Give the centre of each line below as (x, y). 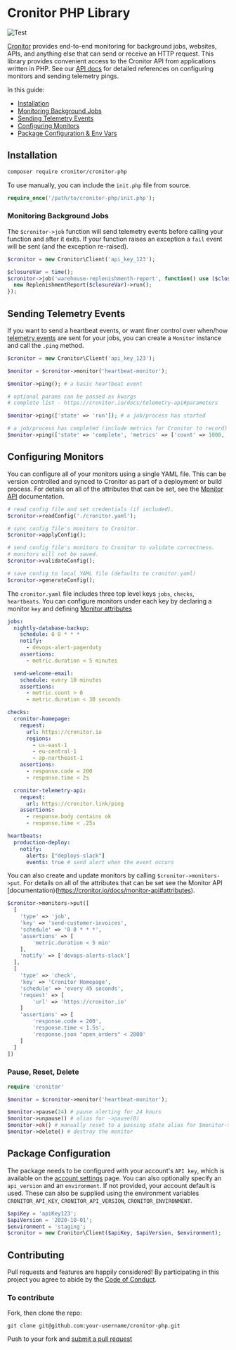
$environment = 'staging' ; (47, 1227)
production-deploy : (42, 842)
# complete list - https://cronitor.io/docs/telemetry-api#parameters (113, 403)
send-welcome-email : (44, 673)
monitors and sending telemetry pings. (63, 76)
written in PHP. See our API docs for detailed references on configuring (111, 68)
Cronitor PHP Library (69, 13)
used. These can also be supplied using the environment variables (103, 1193)
